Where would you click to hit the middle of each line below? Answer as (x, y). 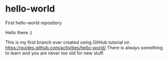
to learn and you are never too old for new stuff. (55, 53)
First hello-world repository (34, 23)
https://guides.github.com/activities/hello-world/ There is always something (84, 47)
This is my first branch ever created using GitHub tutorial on (67, 42)
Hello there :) (19, 32)
